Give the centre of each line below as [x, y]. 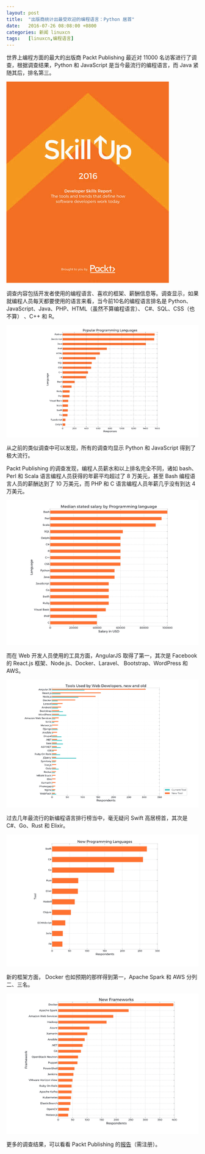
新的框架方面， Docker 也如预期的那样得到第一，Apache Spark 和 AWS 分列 [102, 977]
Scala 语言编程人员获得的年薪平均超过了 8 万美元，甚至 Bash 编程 [107, 476]
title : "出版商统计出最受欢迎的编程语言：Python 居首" [70, 19]
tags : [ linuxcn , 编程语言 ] [40, 39]
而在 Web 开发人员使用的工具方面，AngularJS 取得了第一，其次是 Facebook [102, 656]
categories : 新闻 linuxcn [38, 32]
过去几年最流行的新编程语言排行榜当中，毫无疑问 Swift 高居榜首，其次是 [97, 818]
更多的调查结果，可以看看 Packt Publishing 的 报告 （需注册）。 [84, 1144]
